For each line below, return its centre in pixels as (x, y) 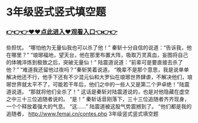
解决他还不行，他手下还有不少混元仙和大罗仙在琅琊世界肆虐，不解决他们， (97, 77)
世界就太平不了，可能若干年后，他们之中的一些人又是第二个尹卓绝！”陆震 (100, 84)
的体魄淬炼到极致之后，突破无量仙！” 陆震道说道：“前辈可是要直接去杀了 (95, 62)
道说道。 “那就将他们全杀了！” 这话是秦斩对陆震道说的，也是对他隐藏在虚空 (98, 92)
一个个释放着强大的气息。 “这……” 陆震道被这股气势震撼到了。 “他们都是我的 (99, 107)
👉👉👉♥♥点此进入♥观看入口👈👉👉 (62, 32)
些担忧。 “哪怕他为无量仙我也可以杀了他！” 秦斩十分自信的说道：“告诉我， (97, 48)
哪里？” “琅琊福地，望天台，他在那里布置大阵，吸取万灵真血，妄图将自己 (100, 55)
